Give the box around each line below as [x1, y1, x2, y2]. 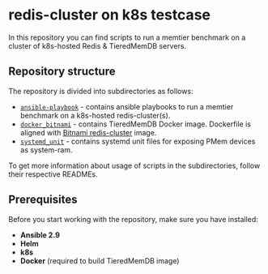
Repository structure [8, 65, 116, 79]
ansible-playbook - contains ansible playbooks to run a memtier [19, 101, 234, 111]
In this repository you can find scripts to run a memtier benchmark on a [8, 32, 246, 42]
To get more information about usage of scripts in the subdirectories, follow [8, 161, 261, 170]
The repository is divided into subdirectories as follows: [8, 86, 194, 96]
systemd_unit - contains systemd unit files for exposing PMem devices [19, 136, 256, 146]
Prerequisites [8, 193, 78, 207]
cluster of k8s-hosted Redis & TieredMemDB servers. [8, 41, 187, 50]
